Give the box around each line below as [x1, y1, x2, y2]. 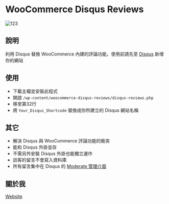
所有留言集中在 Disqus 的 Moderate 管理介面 [12, 163, 107, 169]
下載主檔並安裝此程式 [12, 88, 58, 94]
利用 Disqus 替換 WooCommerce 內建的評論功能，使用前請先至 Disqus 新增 [5, 51, 164, 57]
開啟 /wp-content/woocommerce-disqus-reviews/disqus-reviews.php [12, 94, 154, 100]
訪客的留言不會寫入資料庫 [12, 157, 67, 163]
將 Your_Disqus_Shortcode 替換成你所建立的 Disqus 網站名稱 [12, 107, 139, 113]
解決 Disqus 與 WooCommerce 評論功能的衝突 [12, 138, 110, 144]
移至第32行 [12, 101, 37, 107]
